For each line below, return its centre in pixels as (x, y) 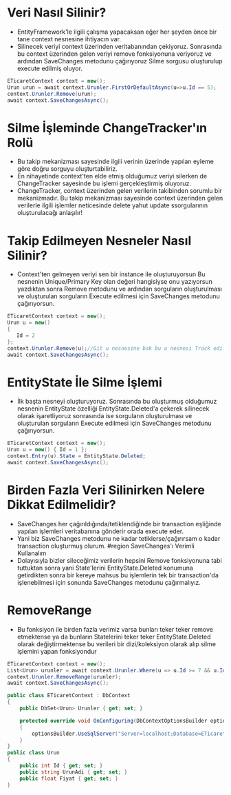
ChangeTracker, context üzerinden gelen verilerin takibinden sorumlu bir (119, 191)
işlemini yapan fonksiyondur (57, 651)
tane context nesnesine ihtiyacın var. (69, 39)
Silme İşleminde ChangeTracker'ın (107, 128)
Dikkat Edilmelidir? (62, 505)
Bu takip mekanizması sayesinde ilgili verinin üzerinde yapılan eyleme (115, 162)
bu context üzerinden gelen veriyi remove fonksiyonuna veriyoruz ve (114, 54)
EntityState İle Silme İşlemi (85, 382)
